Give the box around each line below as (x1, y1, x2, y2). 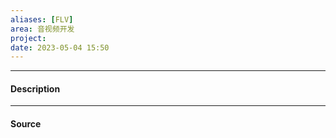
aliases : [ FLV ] (10, 14, 74, 25)
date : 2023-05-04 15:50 (10, 42, 110, 53)
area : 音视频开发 (10, 24, 75, 34)
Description (10, 82, 61, 95)
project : (10, 33, 47, 43)
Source (10, 118, 42, 130)
